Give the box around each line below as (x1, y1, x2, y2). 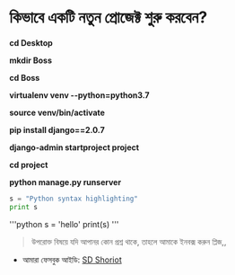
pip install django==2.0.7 (9, 124, 105, 135)
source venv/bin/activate (9, 107, 106, 118)
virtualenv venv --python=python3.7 (9, 89, 150, 101)
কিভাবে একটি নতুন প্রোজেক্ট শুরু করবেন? (9, 7, 208, 28)
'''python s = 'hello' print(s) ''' (9, 218, 119, 229)
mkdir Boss (9, 55, 52, 66)
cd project (9, 159, 48, 170)
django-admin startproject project (9, 142, 140, 153)
